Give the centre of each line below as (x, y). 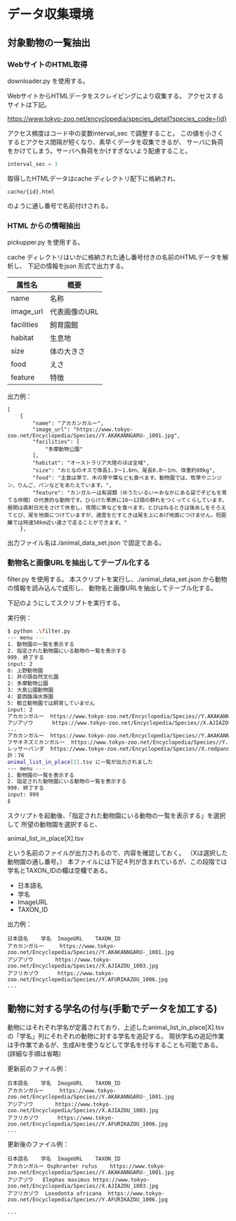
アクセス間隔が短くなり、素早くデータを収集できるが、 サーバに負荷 (124, 142)
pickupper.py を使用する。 (46, 243)
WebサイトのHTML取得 (47, 64)
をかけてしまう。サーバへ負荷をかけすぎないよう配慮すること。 (99, 150)
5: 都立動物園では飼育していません (51, 703)
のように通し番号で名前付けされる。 (60, 205)
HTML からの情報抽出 (44, 226)
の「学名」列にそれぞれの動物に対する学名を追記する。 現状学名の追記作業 (116, 1036)
